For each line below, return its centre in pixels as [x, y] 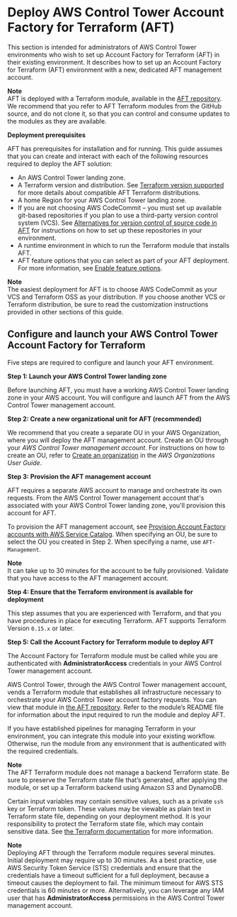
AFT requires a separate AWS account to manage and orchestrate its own [115, 490]
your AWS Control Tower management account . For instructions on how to [116, 447]
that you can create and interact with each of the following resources [108, 156]
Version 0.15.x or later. [41, 628]
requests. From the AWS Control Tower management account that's [106, 498]
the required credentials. [43, 751]
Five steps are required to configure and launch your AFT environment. [111, 362]
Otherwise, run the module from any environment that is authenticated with [117, 743]
